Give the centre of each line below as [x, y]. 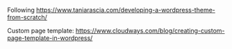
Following [21, 10]
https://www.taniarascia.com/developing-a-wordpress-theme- [125, 10]
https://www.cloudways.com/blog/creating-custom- [150, 31]
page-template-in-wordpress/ [50, 38]
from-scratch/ [27, 17]
